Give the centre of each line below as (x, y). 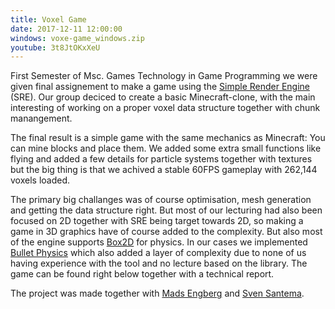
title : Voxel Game (48, 19)
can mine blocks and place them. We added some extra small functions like (166, 148)
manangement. (41, 118)
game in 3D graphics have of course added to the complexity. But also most (166, 232)
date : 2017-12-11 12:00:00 (66, 29)
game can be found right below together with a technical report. (142, 274)
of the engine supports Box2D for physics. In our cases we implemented (159, 242)
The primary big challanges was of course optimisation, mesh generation (161, 200)
